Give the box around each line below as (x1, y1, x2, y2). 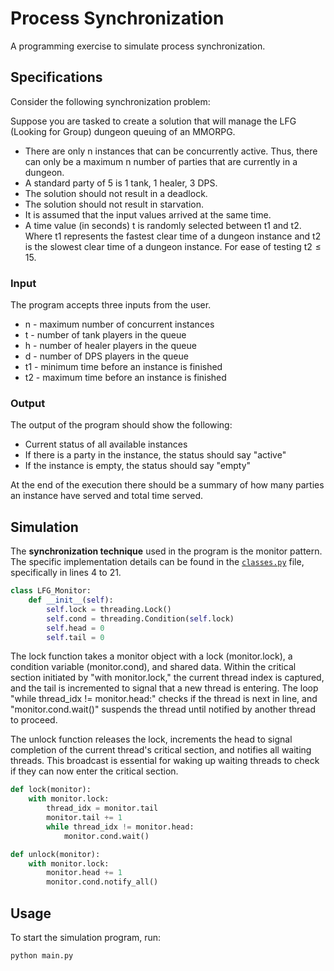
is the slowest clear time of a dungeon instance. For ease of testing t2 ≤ (24, 240, 322, 252)
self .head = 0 (46, 623, 105, 633)
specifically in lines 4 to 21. (10, 567, 122, 579)
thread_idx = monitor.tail (46, 803, 159, 814)
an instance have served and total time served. (10, 490, 203, 502)
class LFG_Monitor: (10, 586, 92, 596)
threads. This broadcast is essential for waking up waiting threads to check (10, 755, 320, 767)
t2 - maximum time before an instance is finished (24, 372, 227, 384)
